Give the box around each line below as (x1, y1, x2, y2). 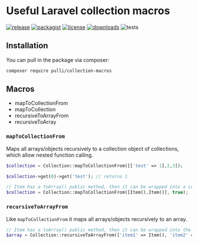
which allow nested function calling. (6, 151, 93, 159)
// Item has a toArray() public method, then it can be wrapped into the (6, 227, 192, 233)
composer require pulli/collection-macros (6, 68, 112, 74)
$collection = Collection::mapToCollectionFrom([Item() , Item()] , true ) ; (6, 190, 189, 196)
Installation (6, 41, 48, 51)
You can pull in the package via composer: (6, 56, 110, 63)
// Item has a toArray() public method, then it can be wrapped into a (6, 184, 186, 190)
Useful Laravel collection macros (6, 4, 170, 18)
